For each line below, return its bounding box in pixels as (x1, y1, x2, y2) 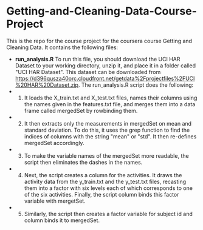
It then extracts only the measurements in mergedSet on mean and (24, 120, 192, 127)
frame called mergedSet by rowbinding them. (24, 107, 138, 114)
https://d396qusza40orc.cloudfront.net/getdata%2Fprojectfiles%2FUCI (15, 75, 195, 82)
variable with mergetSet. (24, 197, 86, 205)
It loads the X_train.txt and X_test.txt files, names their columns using (24, 94, 198, 101)
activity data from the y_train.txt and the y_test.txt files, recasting (24, 178, 187, 185)
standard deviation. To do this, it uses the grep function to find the (24, 126, 190, 134)
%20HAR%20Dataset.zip (15, 81, 79, 89)
